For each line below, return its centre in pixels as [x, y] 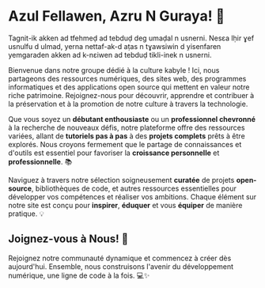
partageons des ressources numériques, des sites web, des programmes [127, 78]
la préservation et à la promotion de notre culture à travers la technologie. [128, 104]
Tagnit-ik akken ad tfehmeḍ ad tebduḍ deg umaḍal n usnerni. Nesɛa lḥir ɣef [131, 38]
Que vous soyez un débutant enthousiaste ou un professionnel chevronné [132, 119]
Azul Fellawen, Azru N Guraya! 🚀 [117, 16]
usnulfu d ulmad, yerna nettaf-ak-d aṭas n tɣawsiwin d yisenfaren [115, 46]
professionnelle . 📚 [40, 161]
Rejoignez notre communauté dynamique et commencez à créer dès [120, 258]
